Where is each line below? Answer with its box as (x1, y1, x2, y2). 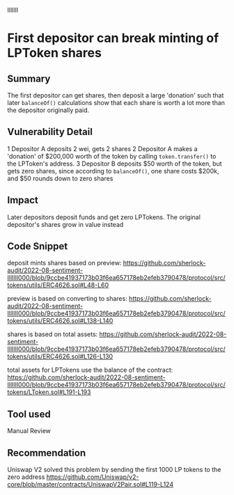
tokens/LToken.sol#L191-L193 (7, 388, 91, 396)
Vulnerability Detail (7, 126, 93, 138)
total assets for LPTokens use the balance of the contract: (7, 366, 173, 375)
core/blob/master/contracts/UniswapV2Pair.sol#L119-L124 (7, 480, 174, 489)
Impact (7, 194, 38, 206)
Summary (7, 72, 51, 84)
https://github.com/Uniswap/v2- (46, 473, 139, 481)
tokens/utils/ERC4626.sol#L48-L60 (7, 281, 109, 290)
